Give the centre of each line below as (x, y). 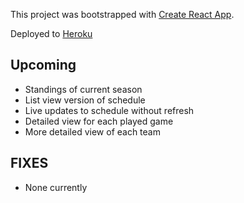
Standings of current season (83, 89)
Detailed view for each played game (99, 121)
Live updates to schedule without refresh (109, 110)
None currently (56, 187)
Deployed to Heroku (51, 33)
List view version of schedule (85, 100)
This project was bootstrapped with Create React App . (122, 14)
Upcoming (43, 65)
